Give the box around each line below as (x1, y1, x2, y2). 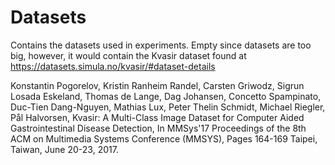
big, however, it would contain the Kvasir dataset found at (10, 49, 247, 61)
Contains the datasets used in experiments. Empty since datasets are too (10, 39, 312, 51)
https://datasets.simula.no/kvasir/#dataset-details (10, 60, 216, 72)
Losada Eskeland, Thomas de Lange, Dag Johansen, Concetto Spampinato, (10, 90, 322, 102)
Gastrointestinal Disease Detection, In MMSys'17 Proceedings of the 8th (10, 122, 307, 134)
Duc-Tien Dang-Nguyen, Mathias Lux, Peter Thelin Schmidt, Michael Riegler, (10, 101, 326, 113)
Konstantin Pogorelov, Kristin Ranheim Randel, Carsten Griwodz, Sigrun (10, 79, 305, 91)
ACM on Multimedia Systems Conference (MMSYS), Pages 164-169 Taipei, (10, 132, 318, 145)
